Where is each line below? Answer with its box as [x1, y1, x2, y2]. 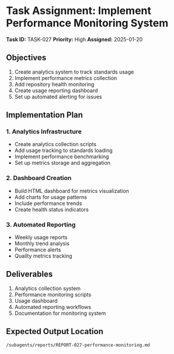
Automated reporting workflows [14, 303, 92, 310]
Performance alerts [14, 247, 61, 254]
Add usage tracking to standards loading [14, 147, 113, 154]
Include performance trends [14, 200, 82, 207]
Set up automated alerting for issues [14, 93, 102, 100]
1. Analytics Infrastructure [6, 127, 82, 136]
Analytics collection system [14, 284, 81, 291]
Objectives [6, 53, 47, 63]
